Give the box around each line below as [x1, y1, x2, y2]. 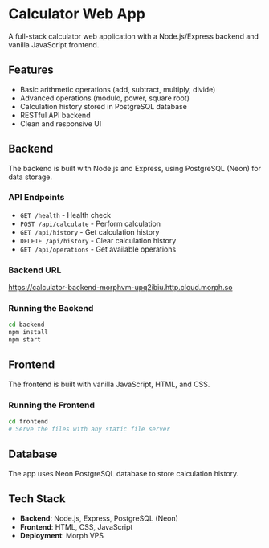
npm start [8, 336, 42, 344]
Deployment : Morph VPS [19, 530, 104, 540]
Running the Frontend [8, 399, 95, 411]
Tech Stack [8, 492, 66, 506]
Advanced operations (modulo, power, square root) [19, 93, 190, 103]
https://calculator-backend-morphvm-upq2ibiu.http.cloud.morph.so [8, 283, 233, 292]
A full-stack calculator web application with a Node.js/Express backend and [8, 31, 259, 41]
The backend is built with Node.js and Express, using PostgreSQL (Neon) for [8, 163, 261, 173]
